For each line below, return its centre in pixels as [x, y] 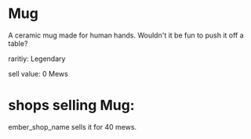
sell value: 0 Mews [38, 73]
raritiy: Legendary [37, 59]
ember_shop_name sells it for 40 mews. [73, 127]
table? [18, 43]
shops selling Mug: [71, 105]
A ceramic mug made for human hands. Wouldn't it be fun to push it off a [126, 35]
